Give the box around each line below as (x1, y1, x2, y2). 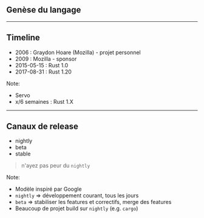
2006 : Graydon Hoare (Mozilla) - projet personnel (15, 49, 141, 56)
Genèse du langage (6, 5, 81, 15)
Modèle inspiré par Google (15, 185, 82, 193)
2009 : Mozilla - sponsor (15, 55, 77, 63)
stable (15, 150, 31, 157)
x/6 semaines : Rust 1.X (15, 98, 74, 105)
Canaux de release (6, 121, 79, 132)
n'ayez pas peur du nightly (21, 162, 90, 169)
